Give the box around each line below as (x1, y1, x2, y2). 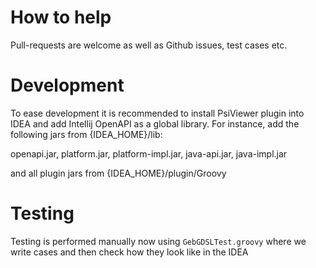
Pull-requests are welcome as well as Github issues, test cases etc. (10, 39, 288, 51)
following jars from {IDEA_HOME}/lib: (10, 128, 163, 140)
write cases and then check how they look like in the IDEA (10, 246, 249, 258)
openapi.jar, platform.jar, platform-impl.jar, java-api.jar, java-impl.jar (10, 147, 288, 160)
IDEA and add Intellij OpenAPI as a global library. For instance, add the (10, 117, 300, 130)
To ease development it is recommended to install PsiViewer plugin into (10, 107, 305, 119)
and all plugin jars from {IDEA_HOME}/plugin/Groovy (10, 167, 227, 179)
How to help (10, 6, 112, 29)
